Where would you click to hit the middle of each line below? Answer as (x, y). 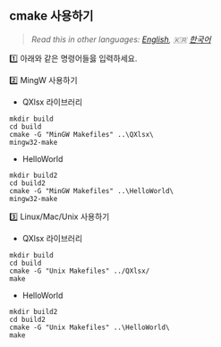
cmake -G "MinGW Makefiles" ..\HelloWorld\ (92, 190)
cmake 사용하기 (51, 16)
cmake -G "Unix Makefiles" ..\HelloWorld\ (89, 327)
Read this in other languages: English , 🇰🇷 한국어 (121, 39)
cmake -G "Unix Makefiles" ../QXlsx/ (80, 271)
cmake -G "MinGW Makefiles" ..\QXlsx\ (81, 134)
